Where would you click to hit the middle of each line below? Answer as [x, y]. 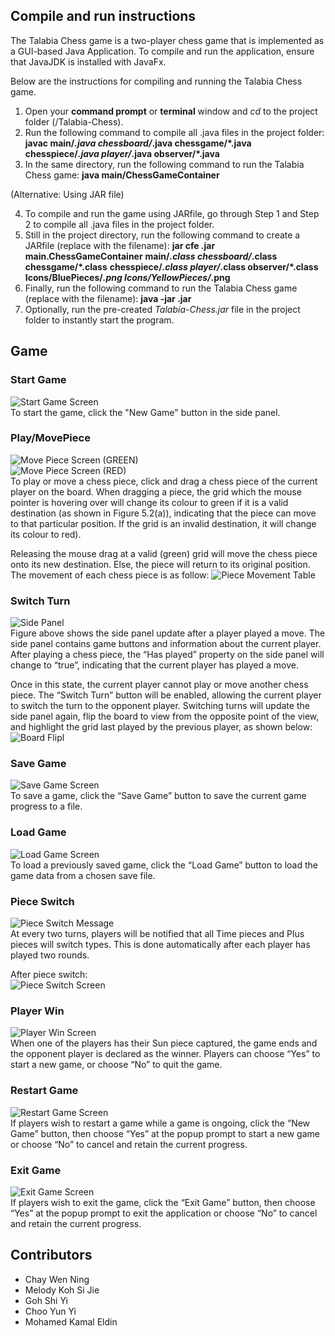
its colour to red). [46, 534]
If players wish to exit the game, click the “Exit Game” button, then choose [163, 1202]
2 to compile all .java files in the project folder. [119, 224]
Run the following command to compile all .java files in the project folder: [174, 132]
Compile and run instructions [103, 16]
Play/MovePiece [50, 438]
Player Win [37, 1011]
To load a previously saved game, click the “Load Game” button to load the [164, 865]
